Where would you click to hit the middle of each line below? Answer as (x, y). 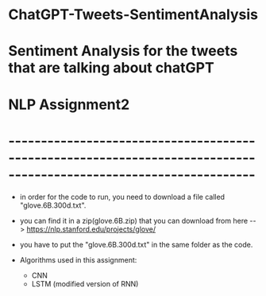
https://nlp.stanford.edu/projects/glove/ (91, 229)
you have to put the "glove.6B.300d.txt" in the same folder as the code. (136, 244)
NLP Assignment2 (69, 104)
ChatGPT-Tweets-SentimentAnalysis (133, 15)
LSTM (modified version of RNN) (85, 283)
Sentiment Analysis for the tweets (123, 51)
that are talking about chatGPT (111, 68)
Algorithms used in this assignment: (78, 259)
